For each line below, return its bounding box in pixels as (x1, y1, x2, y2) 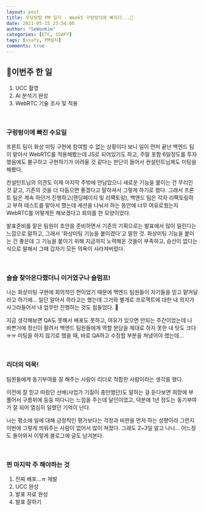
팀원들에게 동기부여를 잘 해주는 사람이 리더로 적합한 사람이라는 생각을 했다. (6, 375, 184, 382)
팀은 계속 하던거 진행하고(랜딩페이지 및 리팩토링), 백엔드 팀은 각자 (12, 194, 168, 201)
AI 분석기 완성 (15, 92, 49, 99)
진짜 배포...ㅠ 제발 (15, 475, 58, 482)
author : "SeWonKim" (6, 26, 56, 32)
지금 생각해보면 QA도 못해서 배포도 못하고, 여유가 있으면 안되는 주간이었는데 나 (6, 317, 193, 324)
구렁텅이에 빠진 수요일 (6, 128, 67, 136)
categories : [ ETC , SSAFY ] (6, 32, 72, 38)
